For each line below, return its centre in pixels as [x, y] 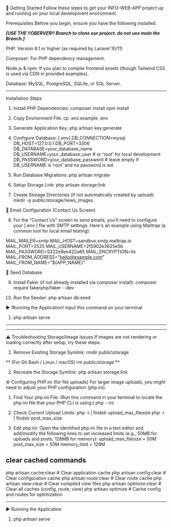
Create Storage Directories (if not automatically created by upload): [84, 195]
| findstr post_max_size [38, 418]
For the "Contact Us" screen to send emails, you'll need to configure [85, 220]
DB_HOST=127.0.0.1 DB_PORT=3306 [51, 143]
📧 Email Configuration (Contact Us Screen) [51, 210]
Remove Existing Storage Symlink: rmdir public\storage [71, 352]
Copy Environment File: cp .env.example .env [61, 118]
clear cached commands [46, 460]
